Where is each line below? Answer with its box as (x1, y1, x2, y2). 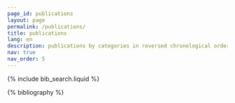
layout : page (7, 17, 45, 24)
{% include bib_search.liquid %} (7, 74, 100, 83)
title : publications (7, 29, 68, 37)
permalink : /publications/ (7, 23, 86, 30)
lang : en (7, 36, 33, 43)
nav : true (7, 49, 36, 56)
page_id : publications (7, 10, 73, 17)
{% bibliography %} (7, 88, 64, 96)
